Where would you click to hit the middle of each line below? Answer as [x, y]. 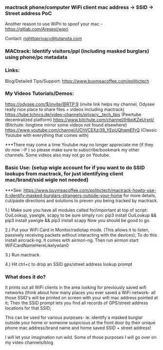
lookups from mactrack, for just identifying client [64, 173]
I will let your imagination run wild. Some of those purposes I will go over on [81, 337]
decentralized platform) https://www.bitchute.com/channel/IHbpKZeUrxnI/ [80, 120]
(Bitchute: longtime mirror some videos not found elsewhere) [66, 125]
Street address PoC [28, 13]
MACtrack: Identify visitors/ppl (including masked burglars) [77, 51]
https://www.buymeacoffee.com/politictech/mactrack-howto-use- [90, 190]
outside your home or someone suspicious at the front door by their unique [80, 323]
